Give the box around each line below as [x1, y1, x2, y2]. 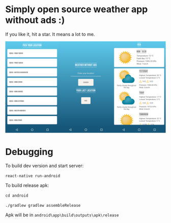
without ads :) [5, 14, 65, 26]
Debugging [5, 146, 53, 157]
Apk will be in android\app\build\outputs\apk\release [5, 212, 119, 218]
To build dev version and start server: [5, 163, 84, 169]
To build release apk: [5, 182, 49, 188]
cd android [5, 193, 28, 199]
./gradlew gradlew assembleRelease [5, 203, 81, 208]
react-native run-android [5, 174, 60, 179]
